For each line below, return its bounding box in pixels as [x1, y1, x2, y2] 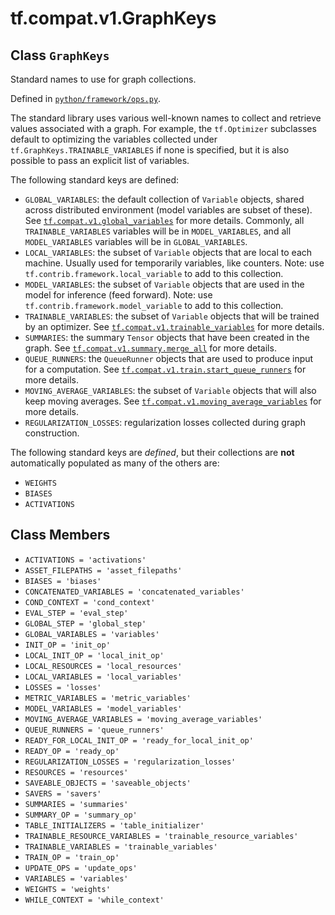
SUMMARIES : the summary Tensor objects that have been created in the [24, 332, 310, 343]
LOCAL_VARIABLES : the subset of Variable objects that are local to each [24, 247, 313, 258]
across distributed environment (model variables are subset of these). [24, 204, 313, 216]
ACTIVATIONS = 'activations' [24, 555, 147, 565]
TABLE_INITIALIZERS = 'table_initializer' [24, 820, 205, 831]
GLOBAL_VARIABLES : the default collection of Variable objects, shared [24, 193, 305, 205]
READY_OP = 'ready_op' [24, 746, 120, 756]
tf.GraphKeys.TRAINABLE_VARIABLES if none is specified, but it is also [10, 144, 290, 156]
